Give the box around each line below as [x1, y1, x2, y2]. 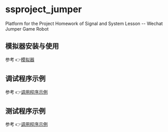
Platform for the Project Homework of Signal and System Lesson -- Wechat [5, 20, 163, 27]
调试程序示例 [5, 74, 46, 83]
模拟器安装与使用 [5, 42, 59, 50]
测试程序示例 [5, 107, 46, 115]
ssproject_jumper [5, 4, 82, 15]
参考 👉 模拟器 [5, 56, 35, 62]
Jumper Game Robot [5, 25, 49, 32]
